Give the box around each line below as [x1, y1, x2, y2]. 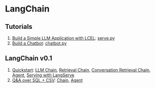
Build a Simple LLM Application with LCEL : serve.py [12, 35, 115, 41]
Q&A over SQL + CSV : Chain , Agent [12, 77, 83, 83]
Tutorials [5, 23, 32, 31]
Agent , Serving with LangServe [12, 72, 75, 78]
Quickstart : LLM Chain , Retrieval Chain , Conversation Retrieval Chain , [12, 67, 151, 73]
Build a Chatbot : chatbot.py [12, 40, 67, 46]
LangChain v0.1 [5, 54, 52, 63]
